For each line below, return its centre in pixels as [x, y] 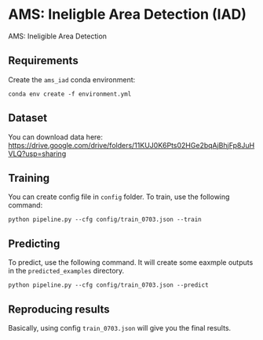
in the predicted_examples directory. [66, 271]
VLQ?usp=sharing [37, 154]
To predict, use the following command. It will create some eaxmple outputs [131, 262]
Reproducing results [59, 309]
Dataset [28, 118]
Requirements [43, 61]
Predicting [34, 243]
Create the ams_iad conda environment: [72, 79]
